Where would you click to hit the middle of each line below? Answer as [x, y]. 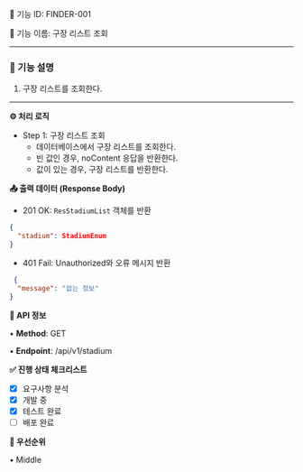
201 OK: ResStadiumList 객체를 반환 [87, 210]
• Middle [26, 459]
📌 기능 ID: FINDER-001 [50, 14]
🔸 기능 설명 [32, 67]
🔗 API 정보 [28, 315]
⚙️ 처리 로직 [29, 116]
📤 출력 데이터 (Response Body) [68, 189]
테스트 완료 [42, 411]
